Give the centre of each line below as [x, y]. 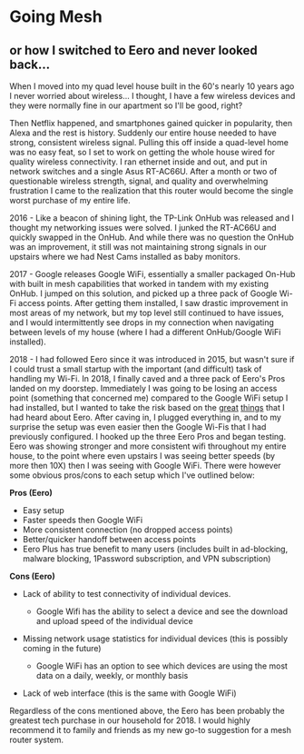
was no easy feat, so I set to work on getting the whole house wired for [142, 152]
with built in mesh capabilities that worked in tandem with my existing [139, 284]
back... [30, 64]
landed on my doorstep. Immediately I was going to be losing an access [143, 388]
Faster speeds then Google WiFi [83, 520]
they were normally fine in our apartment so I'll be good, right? [126, 105]
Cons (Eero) [33, 576]
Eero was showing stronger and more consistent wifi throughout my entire [148, 446]
